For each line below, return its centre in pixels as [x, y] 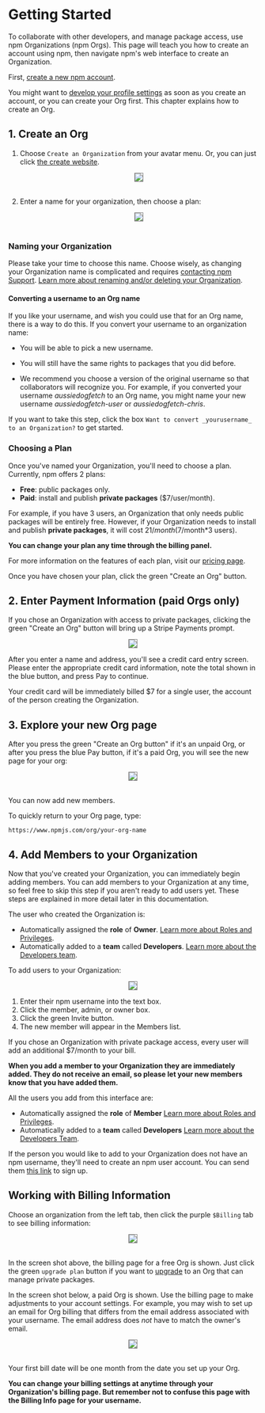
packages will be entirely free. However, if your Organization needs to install [132, 521]
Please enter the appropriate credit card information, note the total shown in [132, 668]
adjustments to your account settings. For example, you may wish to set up [131, 1303]
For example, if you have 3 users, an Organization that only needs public [126, 513]
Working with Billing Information [90, 1196]
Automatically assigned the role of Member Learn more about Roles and [138, 1113]
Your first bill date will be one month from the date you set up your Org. [124, 1368]
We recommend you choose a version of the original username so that [134, 379]
